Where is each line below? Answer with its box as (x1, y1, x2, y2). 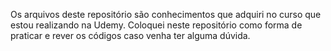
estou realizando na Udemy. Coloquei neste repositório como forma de (10, 19, 303, 31)
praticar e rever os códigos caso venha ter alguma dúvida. (10, 30, 251, 41)
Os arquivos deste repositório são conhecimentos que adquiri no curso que (10, 9, 322, 20)
